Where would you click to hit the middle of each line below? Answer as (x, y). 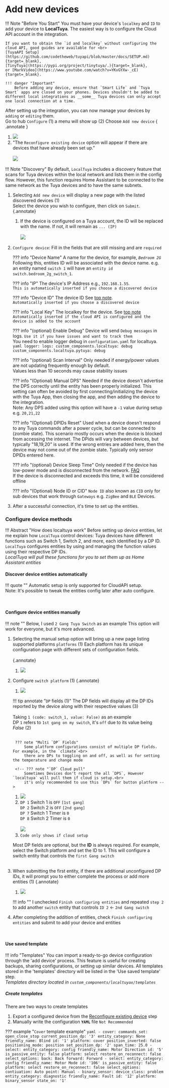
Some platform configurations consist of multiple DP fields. (91, 747)
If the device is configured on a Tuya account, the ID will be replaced (92, 221)
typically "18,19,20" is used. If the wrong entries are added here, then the (88, 444)
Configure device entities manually (43, 612)
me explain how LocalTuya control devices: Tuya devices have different (79, 536)
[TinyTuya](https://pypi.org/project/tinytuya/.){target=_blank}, (76, 65)
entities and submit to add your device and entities (67, 922)
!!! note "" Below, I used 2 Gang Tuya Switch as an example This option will (82, 623)
